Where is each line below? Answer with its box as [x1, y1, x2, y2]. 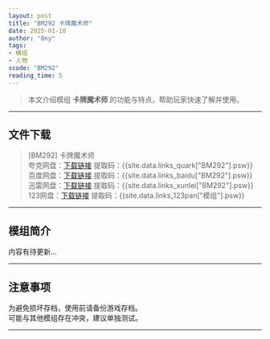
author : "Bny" [8, 34, 56, 43]
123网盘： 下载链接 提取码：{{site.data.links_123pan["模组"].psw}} [27, 190, 245, 201]
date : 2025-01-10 [8, 27, 67, 35]
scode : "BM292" [8, 64, 59, 72]
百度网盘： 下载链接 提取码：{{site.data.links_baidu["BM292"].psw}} [27, 170, 253, 181]
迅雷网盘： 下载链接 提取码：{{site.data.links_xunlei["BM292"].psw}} [27, 181, 254, 190]
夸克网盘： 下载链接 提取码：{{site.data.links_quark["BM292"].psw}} [27, 161, 253, 170]
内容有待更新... [8, 247, 58, 257]
